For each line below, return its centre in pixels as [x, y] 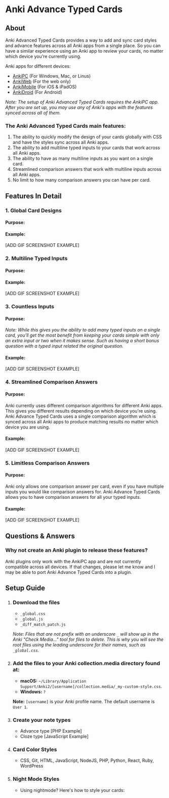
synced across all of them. [33, 113]
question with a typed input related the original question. [65, 346]
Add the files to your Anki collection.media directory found [86, 664]
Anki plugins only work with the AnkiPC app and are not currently [73, 561]
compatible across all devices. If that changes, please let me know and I [80, 567]
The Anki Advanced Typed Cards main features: [66, 126]
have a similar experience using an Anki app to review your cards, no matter [84, 51]
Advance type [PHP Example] [51, 731]
